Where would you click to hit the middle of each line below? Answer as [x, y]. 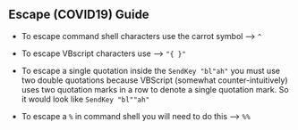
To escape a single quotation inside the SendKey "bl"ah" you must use [151, 70]
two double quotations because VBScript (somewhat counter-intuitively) [154, 80]
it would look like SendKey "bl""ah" [85, 99]
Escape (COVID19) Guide [79, 15]
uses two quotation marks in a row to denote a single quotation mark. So [155, 89]
